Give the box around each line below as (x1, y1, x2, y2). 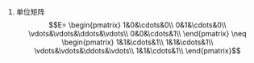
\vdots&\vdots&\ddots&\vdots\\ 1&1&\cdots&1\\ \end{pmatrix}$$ (33, 46, 241, 55)
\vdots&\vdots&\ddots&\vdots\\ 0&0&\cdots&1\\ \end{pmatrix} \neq (27, 29, 247, 38)
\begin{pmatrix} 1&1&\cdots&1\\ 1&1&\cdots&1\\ (61, 37, 214, 47)
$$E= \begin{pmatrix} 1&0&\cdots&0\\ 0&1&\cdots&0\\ (48, 20, 227, 30)
